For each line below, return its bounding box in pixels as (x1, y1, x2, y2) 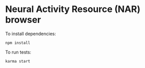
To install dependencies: (5, 30, 57, 36)
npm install (5, 40, 30, 45)
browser (5, 14, 41, 25)
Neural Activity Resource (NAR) (5, 3, 140, 15)
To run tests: (5, 49, 31, 55)
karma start (5, 58, 30, 63)
